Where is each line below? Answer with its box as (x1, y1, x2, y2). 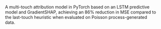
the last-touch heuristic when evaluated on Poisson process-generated (5, 14, 147, 20)
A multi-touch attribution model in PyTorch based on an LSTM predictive (5, 4, 150, 10)
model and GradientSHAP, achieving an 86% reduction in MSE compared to (5, 9, 156, 15)
